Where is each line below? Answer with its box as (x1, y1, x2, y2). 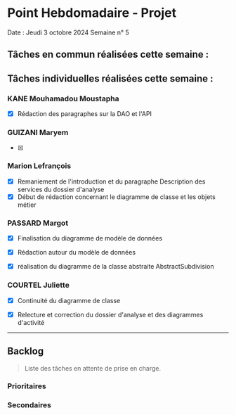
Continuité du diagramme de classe (17, 296, 121, 305)
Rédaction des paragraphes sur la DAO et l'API (17, 110, 152, 118)
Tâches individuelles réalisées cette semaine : (7, 72, 214, 84)
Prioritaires (7, 381, 47, 391)
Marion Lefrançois (7, 161, 72, 171)
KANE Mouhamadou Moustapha (7, 94, 119, 103)
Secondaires (7, 400, 51, 410)
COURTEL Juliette (7, 280, 70, 290)
